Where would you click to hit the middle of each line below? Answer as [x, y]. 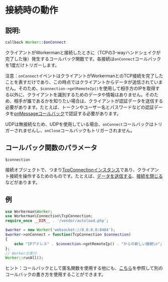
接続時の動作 [32, 10]
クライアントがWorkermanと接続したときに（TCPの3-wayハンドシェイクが [83, 52]
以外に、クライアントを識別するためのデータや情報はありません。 [77, 95]
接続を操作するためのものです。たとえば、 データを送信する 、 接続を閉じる [86, 176]
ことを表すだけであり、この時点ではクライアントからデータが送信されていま [84, 82]
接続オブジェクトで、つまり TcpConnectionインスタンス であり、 [71, 169]
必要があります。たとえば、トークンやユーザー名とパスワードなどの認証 [80, 107]
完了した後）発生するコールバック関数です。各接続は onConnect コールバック [83, 59]
